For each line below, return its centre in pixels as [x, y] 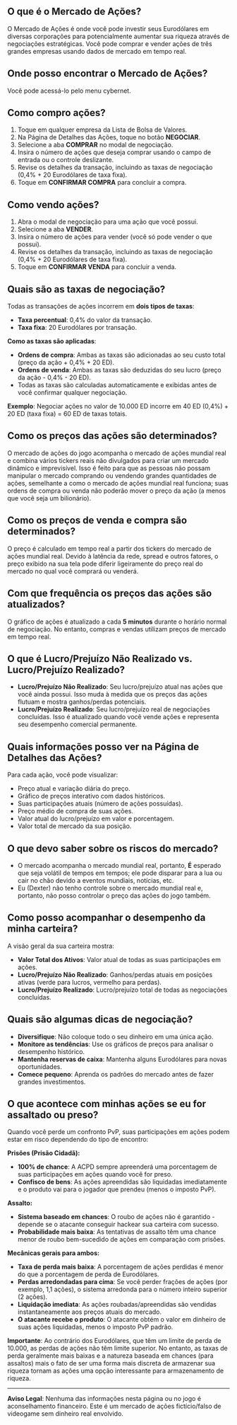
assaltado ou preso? [53, 1115]
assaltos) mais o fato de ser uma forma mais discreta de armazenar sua [111, 1363]
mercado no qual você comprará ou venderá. [73, 571]
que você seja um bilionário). [49, 498]
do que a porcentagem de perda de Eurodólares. [88, 1274]
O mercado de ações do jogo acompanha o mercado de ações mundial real [117, 453]
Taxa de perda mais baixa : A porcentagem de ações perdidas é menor [120, 1267]
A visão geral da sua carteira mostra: [61, 946]
